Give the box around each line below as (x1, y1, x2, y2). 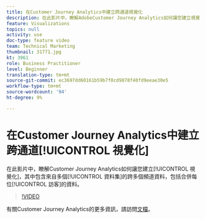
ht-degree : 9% (6, 94, 43, 101)
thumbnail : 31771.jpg (6, 49, 62, 55)
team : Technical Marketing (6, 44, 75, 50)
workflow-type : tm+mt (6, 83, 62, 90)
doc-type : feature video (6, 37, 70, 44)
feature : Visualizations (6, 20, 70, 26)
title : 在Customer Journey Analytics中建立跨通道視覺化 (6, 9, 143, 15)
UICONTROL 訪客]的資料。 (15, 180, 83, 188)
